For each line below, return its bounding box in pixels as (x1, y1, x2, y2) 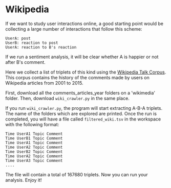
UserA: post (5, 36, 31, 41)
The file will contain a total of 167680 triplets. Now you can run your (5, 171, 148, 177)
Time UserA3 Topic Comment (5, 158, 63, 163)
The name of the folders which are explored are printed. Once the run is (5, 110, 157, 116)
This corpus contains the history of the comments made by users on (5, 74, 149, 80)
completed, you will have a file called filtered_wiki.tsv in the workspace (5, 116, 161, 122)
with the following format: (5, 121, 59, 127)
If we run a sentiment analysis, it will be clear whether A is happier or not (5, 54, 159, 60)
